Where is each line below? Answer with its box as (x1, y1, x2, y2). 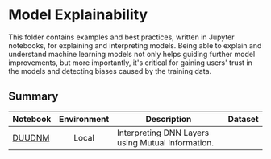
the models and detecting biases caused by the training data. (8, 66, 212, 75)
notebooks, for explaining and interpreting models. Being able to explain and (8, 40, 262, 50)
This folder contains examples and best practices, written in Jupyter (8, 32, 236, 42)
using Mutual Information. (116, 137, 215, 148)
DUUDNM (12, 132, 50, 143)
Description (145, 113, 192, 124)
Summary (8, 90, 59, 104)
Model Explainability (8, 6, 148, 24)
